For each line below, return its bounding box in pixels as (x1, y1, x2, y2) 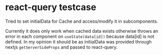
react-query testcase (5, 2, 97, 13)
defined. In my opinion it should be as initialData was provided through (5, 38, 152, 44)
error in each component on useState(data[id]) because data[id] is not (5, 33, 155, 39)
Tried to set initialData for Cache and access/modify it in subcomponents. (5, 18, 158, 24)
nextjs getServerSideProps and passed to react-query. (5, 44, 118, 50)
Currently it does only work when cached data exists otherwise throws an (5, 28, 158, 34)
